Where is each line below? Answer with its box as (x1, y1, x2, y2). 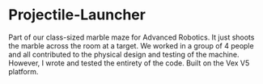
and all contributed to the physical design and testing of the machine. (8, 49, 240, 59)
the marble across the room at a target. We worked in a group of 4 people (8, 40, 254, 50)
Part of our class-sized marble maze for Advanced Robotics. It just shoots (8, 32, 255, 42)
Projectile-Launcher (8, 6, 146, 24)
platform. (8, 66, 39, 76)
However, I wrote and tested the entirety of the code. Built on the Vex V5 (8, 58, 250, 68)
